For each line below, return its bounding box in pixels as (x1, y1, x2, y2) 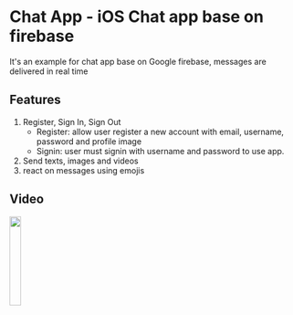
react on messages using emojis (22, 164, 145, 175)
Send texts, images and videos (22, 155, 139, 166)
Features (9, 92, 61, 108)
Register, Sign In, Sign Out (22, 116, 121, 127)
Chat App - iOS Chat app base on (9, 6, 265, 27)
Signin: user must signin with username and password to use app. (36, 145, 285, 156)
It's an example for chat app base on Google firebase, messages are (9, 56, 267, 67)
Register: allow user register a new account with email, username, (36, 126, 285, 137)
